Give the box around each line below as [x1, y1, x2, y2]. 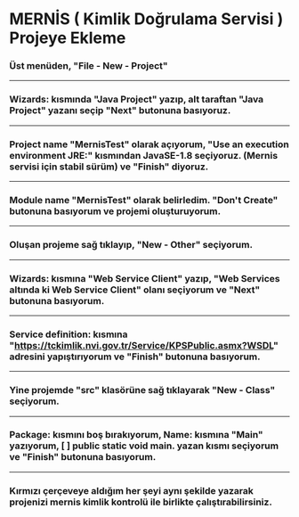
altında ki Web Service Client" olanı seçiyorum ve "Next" [9, 283, 261, 296]
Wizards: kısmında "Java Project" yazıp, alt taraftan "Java [9, 94, 264, 106]
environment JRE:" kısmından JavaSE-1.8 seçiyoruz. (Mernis [9, 149, 279, 161]
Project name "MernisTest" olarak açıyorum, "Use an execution [9, 138, 289, 151]
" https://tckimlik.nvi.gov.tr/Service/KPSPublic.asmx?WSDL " [9, 339, 279, 351]
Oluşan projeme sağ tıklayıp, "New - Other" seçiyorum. [9, 239, 254, 251]
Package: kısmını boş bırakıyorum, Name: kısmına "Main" [9, 429, 264, 441]
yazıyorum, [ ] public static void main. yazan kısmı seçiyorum [9, 439, 279, 452]
